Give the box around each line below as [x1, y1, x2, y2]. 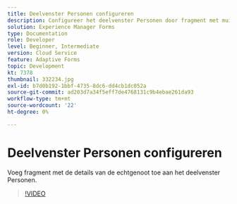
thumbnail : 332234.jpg [7, 75, 74, 83]
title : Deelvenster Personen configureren [7, 10, 134, 18]
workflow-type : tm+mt [7, 96, 71, 103]
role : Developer [7, 37, 55, 44]
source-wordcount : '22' [7, 102, 78, 109]
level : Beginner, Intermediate [7, 43, 99, 50]
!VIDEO [24, 189, 46, 198]
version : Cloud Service [7, 50, 78, 57]
